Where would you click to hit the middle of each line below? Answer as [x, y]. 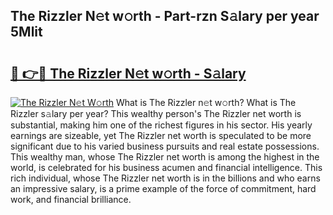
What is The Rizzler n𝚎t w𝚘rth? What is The [206, 102]
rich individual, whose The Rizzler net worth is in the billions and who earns [165, 178]
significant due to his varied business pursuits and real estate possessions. [165, 146]
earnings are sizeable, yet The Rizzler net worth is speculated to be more [161, 135]
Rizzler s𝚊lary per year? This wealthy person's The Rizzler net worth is [156, 113]
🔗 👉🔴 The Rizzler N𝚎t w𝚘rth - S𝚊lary [128, 73]
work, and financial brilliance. [71, 199]
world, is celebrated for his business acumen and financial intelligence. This [166, 167]
